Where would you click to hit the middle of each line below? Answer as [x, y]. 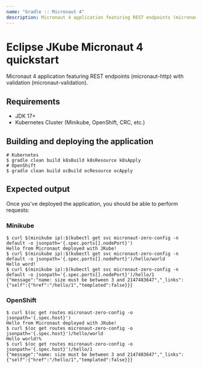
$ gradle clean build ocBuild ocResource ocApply [70, 171]
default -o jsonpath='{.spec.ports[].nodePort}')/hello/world [86, 259]
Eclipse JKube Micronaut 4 [75, 47]
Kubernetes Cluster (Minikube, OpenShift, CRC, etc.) [80, 122]
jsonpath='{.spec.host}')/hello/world [55, 334]
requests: [18, 210]
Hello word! [21, 265]
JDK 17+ [25, 116]
